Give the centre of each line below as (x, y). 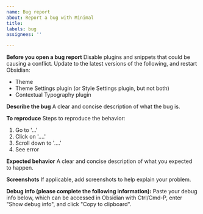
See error (27, 150)
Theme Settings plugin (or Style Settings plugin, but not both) (92, 88)
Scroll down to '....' (38, 143)
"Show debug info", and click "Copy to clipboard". (69, 204)
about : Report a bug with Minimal (50, 18)
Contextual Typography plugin (53, 95)
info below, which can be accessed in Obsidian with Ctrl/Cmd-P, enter (94, 198)
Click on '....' (30, 137)
